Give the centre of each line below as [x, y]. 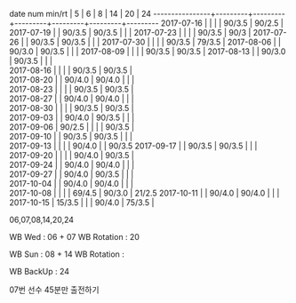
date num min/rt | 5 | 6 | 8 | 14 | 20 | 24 [80, 14]
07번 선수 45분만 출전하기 [54, 290]
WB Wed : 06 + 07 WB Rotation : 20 [75, 237]
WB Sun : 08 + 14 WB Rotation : [67, 254]
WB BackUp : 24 [39, 271]
